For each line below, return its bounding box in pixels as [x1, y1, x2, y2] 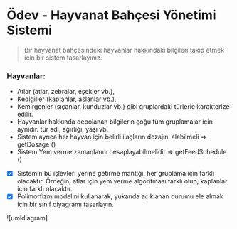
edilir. [16, 110, 33, 119]
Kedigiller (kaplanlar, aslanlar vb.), [16, 95, 117, 103]
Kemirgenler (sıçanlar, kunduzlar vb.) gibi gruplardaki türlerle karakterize [16, 102, 230, 111]
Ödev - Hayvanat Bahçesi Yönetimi [6, 7, 216, 23]
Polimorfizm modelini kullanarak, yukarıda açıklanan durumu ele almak [16, 192, 223, 201]
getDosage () [16, 140, 56, 149]
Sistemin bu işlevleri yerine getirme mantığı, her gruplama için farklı [16, 169, 215, 178]
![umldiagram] [6, 214, 48, 223]
